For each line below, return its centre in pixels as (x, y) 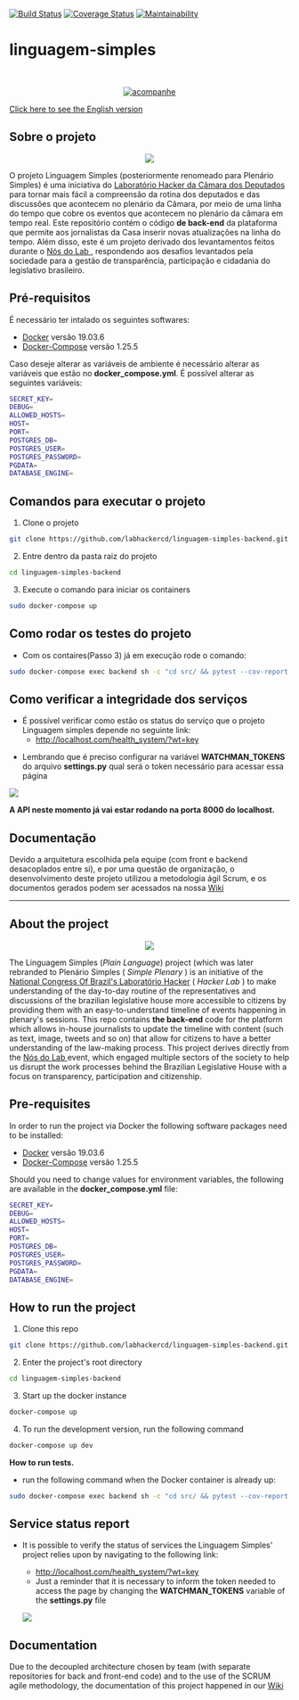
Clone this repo (50, 1329)
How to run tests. (42, 1462)
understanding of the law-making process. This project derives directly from (149, 1047)
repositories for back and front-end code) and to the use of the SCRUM (140, 1676)
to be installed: (36, 1135)
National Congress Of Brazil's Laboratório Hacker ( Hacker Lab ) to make (143, 981)
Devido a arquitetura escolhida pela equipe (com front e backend (128, 860)
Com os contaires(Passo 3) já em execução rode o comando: (134, 655)
